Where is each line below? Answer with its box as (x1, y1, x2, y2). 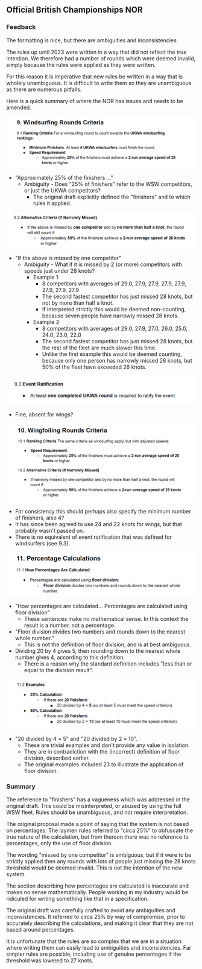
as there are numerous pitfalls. (6, 86, 82, 93)
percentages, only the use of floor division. (6, 840, 113, 847)
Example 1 (33, 274, 58, 281)
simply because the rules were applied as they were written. (6, 61, 156, 68)
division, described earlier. (24, 754, 90, 761)
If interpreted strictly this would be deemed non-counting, (42, 306, 186, 313)
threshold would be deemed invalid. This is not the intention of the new (6, 864, 183, 871)
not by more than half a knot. (42, 299, 114, 307)
